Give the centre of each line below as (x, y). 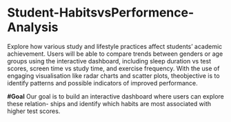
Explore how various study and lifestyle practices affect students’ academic (115, 46)
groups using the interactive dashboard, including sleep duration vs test (109, 61)
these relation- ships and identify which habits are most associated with (109, 103)
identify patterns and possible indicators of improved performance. (102, 83)
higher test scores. (34, 111)
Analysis (33, 27)
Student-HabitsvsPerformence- (101, 13)
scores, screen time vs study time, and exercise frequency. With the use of (113, 68)
